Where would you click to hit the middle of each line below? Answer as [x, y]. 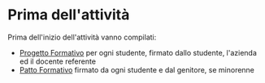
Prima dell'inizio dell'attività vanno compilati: [82, 37]
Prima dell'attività [69, 15]
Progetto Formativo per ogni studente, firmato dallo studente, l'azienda [138, 52]
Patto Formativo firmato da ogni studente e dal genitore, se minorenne [137, 69]
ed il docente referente [58, 61]
